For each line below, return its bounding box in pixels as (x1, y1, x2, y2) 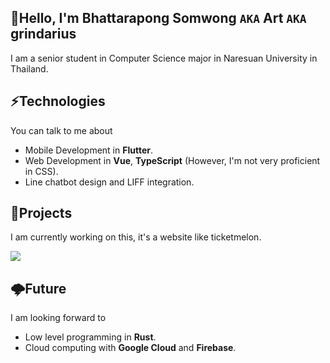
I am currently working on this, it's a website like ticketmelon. (10, 231, 262, 243)
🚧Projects (10, 205, 73, 222)
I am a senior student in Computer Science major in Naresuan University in (10, 52, 318, 64)
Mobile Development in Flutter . (24, 144, 153, 156)
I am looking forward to (10, 312, 107, 324)
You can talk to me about (10, 124, 113, 136)
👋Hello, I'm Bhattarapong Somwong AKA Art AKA (10, 10, 307, 27)
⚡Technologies (10, 93, 106, 110)
